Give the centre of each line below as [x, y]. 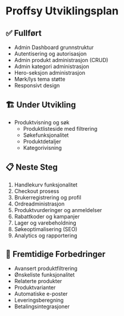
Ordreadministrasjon [39, 204]
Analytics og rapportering [46, 235]
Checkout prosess [37, 191]
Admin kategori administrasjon [52, 66]
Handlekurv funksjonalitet [46, 185]
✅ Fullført [24, 33]
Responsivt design [37, 85]
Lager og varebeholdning [45, 223]
